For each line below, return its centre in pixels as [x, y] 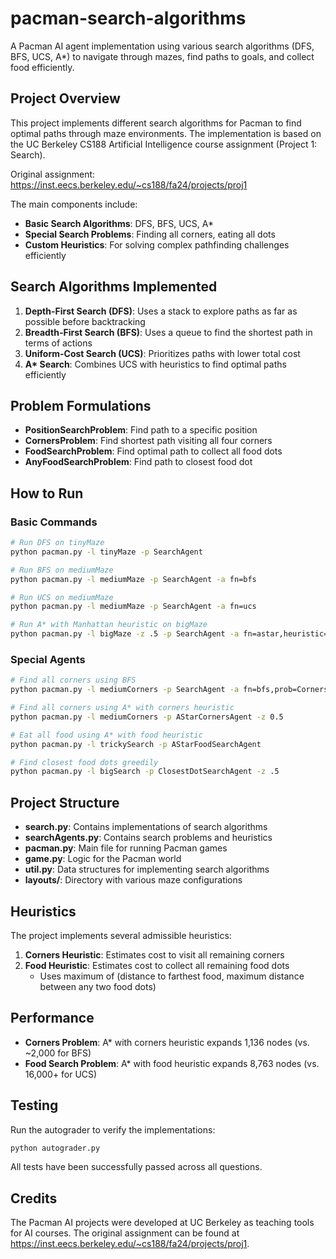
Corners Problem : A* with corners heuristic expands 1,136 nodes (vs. [167, 1042]
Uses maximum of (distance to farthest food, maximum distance [172, 976]
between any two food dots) [98, 986]
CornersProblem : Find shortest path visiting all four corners [148, 441]
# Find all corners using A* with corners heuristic [122, 708]
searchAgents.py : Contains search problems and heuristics [148, 838]
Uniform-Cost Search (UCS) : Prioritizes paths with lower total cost [162, 353]
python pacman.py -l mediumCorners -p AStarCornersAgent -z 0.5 [147, 717]
